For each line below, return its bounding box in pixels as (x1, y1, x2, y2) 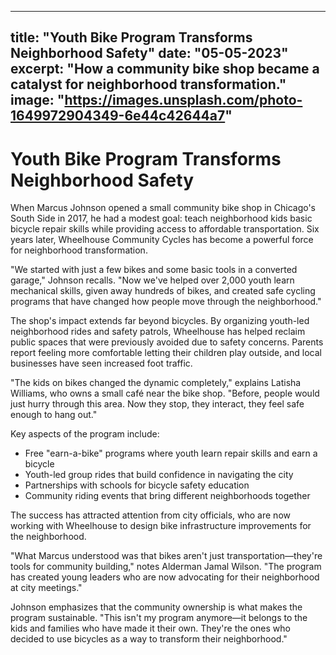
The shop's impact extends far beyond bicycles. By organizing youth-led (10, 315, 310, 327)
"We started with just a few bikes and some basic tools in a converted (10, 264, 298, 276)
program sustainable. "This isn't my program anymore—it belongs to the (10, 612, 308, 624)
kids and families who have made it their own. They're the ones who (10, 622, 291, 635)
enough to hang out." (10, 409, 98, 421)
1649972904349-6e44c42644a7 (10, 107, 226, 125)
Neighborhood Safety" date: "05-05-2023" (10, 45, 289, 62)
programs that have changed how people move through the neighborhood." (10, 296, 322, 308)
